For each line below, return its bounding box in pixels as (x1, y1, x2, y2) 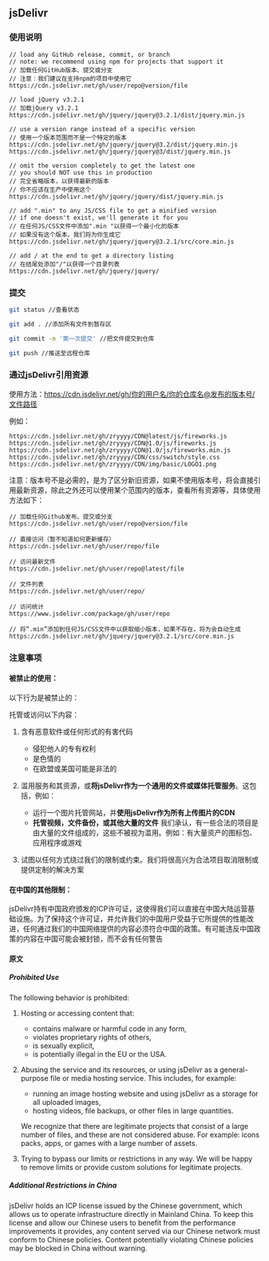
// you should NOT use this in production (9, 168, 152, 177)
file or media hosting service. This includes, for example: (49, 1073, 237, 1083)
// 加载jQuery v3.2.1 (9, 104, 79, 112)
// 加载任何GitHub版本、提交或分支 (9, 66, 113, 74)
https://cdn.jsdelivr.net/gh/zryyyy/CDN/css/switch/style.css (9, 453, 220, 461)
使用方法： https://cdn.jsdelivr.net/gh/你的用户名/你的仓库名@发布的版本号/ (9, 389, 255, 398)
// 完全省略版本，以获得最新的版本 (9, 177, 109, 185)
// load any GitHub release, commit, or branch (9, 50, 171, 58)
